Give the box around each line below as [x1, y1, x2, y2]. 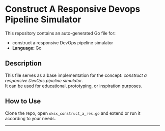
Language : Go [12, 45, 42, 51]
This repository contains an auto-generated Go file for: [5, 30, 116, 36]
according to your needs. [5, 115, 56, 121]
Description [5, 59, 42, 67]
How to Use [5, 97, 41, 105]
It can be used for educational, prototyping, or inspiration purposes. [5, 83, 142, 89]
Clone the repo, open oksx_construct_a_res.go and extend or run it [5, 110, 141, 116]
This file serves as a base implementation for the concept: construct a [5, 72, 147, 78]
